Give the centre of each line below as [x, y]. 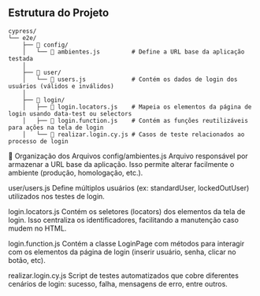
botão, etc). [27, 260]
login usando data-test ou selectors [70, 113]
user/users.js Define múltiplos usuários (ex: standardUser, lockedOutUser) [129, 187]
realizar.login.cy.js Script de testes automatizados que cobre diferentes [123, 276]
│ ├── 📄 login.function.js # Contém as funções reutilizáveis [135, 120]
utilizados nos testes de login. [56, 196]
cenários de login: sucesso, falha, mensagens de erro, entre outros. [118, 283]
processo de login [38, 141]
